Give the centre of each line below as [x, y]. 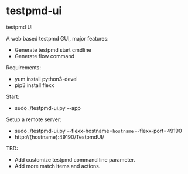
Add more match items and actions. [57, 166]
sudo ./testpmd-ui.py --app [47, 108]
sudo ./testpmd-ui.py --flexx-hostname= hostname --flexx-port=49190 [98, 130]
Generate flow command [45, 56]
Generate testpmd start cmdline [53, 50]
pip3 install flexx [34, 85]
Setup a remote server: [34, 119]
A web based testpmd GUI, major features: [58, 38]
